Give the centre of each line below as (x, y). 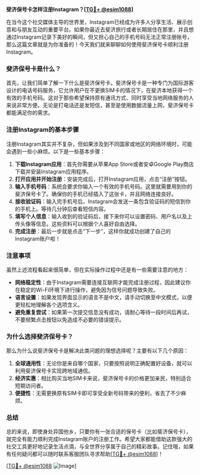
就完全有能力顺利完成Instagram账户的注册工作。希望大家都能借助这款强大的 (99, 439)
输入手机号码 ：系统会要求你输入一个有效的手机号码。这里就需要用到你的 (103, 186)
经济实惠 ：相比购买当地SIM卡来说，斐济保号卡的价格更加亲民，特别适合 (103, 378)
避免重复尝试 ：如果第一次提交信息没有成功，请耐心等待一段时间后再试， (103, 312)
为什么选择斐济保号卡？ (40, 337)
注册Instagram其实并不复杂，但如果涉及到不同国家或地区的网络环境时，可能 (99, 144)
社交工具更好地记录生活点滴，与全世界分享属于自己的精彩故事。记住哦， (95, 446)
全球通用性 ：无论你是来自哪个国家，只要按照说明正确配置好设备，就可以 (103, 363)
